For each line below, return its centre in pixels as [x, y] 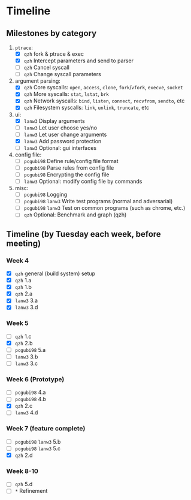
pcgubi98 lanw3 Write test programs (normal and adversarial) [98, 201]
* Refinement [31, 491]
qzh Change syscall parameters [63, 74]
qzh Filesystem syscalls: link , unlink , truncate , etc [87, 108]
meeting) [23, 243]
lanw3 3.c [26, 363]
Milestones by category [51, 33]
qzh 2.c [24, 406]
